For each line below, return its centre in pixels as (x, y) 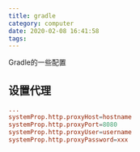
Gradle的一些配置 (37, 62)
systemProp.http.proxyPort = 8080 (63, 125)
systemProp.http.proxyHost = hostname (70, 117)
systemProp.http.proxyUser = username (70, 132)
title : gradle (32, 16)
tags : (17, 38)
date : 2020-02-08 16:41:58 (54, 31)
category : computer (41, 23)
